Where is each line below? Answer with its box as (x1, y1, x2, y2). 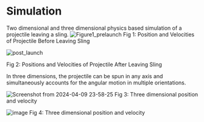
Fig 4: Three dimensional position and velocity (29, 109, 145, 116)
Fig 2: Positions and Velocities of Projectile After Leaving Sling (6, 61, 163, 68)
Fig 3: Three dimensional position (114, 90, 199, 98)
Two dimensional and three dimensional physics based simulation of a (6, 24, 182, 32)
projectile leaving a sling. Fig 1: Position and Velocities (6, 30, 195, 38)
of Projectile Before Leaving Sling (6, 37, 90, 44)
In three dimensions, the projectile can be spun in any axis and (6, 72, 163, 80)
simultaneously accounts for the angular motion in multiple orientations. (6, 79, 186, 86)
